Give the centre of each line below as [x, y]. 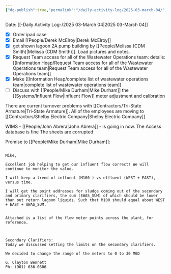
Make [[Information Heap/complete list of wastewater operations [80, 79]
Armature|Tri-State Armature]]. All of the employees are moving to [75, 111]
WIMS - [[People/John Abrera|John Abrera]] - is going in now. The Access [83, 126]
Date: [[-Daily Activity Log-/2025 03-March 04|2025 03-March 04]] [77, 24]
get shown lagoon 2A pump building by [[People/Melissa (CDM [79, 46]
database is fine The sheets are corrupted [49, 132]
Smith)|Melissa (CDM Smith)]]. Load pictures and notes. [71, 51]
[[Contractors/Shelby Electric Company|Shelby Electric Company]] [75, 117]
